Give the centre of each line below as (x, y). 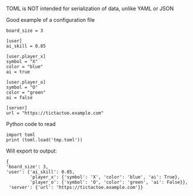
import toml (21, 135)
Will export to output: (31, 151)
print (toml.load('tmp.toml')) (44, 140)
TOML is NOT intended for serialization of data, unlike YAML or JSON (90, 9)
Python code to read (31, 124)
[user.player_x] (26, 57)
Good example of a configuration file (51, 20)
